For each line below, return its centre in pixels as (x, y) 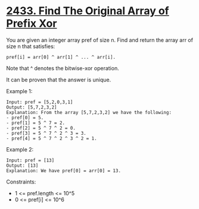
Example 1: (19, 91)
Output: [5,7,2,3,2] (32, 107)
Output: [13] (22, 165)
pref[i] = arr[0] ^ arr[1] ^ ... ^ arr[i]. (61, 57)
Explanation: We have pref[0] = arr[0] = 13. (63, 170)
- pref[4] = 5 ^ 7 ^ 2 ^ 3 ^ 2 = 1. (52, 138)
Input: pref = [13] (30, 160)
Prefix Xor (32, 23)
